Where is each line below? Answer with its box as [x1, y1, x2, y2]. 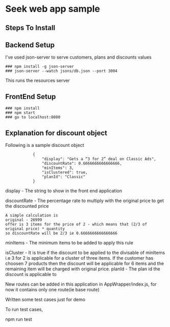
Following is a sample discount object [5, 142, 84, 148]
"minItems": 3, [41, 165, 74, 171]
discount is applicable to [5, 271, 57, 278]
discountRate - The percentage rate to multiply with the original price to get [5, 197, 164, 204]
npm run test [5, 316, 32, 322]
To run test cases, [5, 307, 43, 313]
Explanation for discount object [5, 129, 108, 137]
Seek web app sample [5, 3, 101, 15]
